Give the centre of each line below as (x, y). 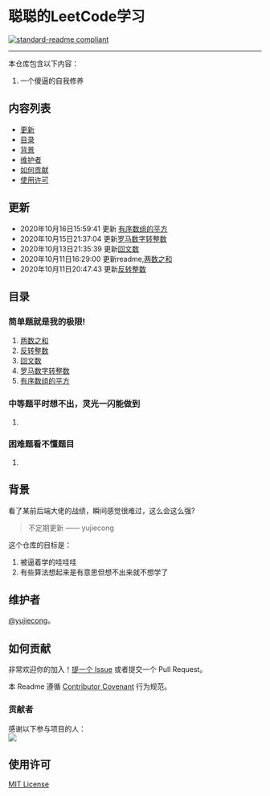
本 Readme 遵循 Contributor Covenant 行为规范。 (90, 686)
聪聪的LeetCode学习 (77, 17)
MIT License (29, 784)
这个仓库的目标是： (40, 545)
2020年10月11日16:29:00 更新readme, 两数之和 (96, 259)
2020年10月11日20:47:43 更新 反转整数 (83, 269)
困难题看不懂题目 (41, 444)
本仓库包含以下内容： (43, 63)
